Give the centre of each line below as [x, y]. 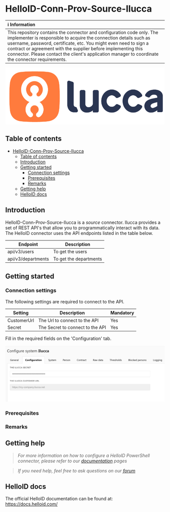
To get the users [70, 252]
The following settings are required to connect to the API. [65, 301]
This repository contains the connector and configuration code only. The [83, 32]
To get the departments [77, 259]
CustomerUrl [21, 320]
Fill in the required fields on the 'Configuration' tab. [58, 338]
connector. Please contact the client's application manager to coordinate [83, 54]
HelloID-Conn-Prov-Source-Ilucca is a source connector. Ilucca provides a [83, 222]
